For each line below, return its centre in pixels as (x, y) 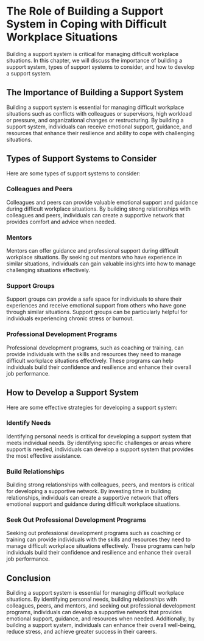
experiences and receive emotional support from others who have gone (96, 306)
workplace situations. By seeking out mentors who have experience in (94, 257)
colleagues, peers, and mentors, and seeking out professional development (101, 606)
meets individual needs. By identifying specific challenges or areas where (99, 443)
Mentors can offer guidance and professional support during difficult (92, 251)
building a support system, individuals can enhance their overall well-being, (101, 625)
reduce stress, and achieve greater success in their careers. (82, 632)
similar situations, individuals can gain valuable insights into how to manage (101, 264)
